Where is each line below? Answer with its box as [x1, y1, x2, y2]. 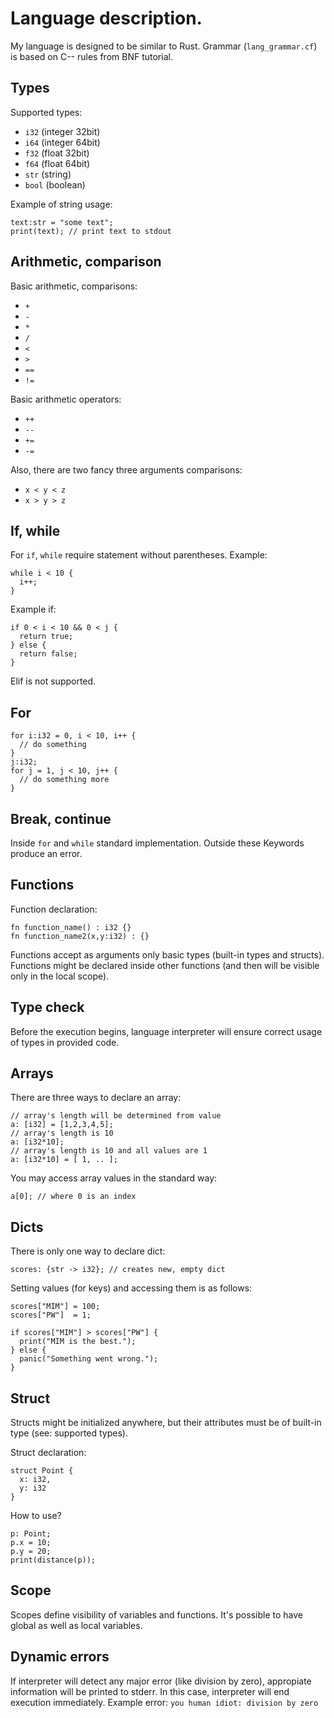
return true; [19, 632, 74, 642]
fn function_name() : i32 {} [10, 922, 132, 932]
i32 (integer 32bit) [24, 125, 101, 137]
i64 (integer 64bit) [24, 136, 101, 148]
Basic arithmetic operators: [10, 393, 122, 405]
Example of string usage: [10, 198, 113, 210]
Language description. [10, 7, 203, 30]
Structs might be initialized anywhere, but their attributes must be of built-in [10, 1417, 322, 1429]
